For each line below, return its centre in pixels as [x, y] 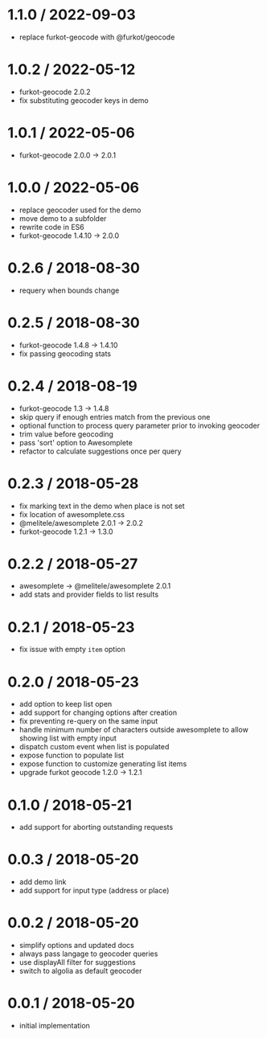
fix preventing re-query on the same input [88, 721]
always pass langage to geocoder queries [88, 954]
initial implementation [54, 1026]
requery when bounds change [69, 290]
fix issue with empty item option [72, 650]
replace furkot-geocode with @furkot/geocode [97, 37]
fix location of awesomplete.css [72, 514]
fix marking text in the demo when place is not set [102, 506]
